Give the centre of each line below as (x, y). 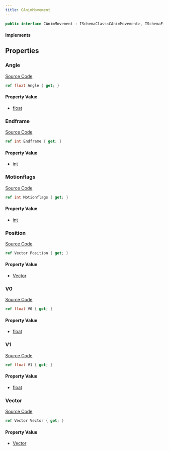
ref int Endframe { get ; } (33, 142)
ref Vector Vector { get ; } (35, 421)
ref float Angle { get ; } (32, 85)
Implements (18, 35)
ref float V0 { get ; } (29, 309)
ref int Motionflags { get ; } (37, 197)
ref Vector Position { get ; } (37, 253)
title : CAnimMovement (28, 10)
